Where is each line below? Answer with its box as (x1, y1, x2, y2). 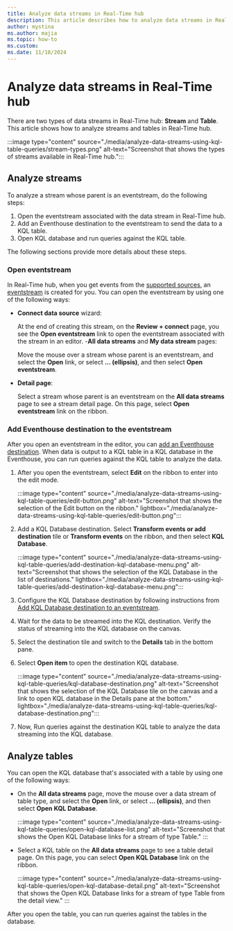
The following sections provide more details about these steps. (7, 248, 187, 256)
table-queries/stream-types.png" (7, 145, 103, 153)
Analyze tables (7, 750, 74, 762)
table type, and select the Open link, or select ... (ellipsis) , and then (17, 797, 211, 805)
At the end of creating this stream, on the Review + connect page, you (17, 322, 220, 330)
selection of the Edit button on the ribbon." (17, 504, 139, 512)
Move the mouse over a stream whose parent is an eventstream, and (17, 350, 214, 359)
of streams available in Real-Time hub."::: (7, 152, 125, 161)
